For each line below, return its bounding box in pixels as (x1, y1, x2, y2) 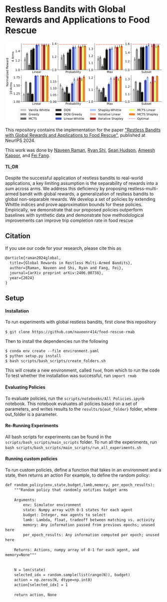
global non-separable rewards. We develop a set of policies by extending (5, 196, 156, 202)
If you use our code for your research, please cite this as (5, 245, 122, 251)
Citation (5, 232, 31, 240)
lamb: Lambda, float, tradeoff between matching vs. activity (23, 518, 155, 523)
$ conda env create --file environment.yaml (5, 349, 99, 354)
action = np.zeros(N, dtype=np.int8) (14, 578, 93, 583)
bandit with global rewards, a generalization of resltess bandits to (19, 191, 154, 197)
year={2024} (9, 275, 35, 280)
